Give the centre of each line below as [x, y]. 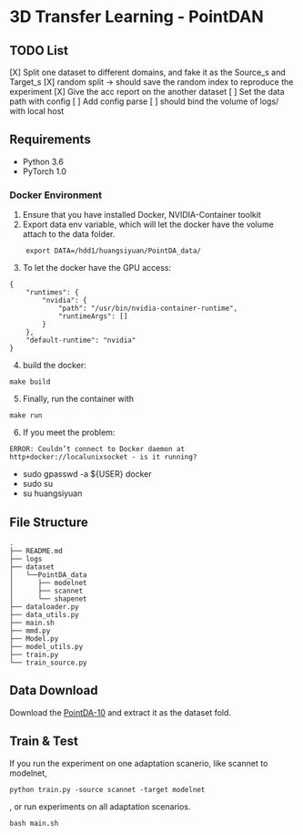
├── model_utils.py [46, 646]
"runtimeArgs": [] [93, 316]
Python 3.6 [43, 161]
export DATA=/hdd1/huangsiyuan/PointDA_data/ [114, 251]
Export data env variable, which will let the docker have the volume [148, 224]
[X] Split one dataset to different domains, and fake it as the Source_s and [148, 72]
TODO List [39, 51]
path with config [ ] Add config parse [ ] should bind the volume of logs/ [144, 101]
